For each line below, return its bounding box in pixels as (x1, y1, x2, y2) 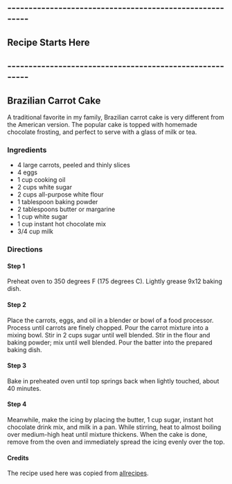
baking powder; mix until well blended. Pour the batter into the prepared (7, 338, 213, 347)
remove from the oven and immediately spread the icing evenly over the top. (7, 437, 225, 447)
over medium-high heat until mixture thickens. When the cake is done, (7, 431, 208, 439)
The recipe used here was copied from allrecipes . (7, 469, 149, 478)
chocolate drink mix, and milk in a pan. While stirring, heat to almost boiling (7, 423, 222, 431)
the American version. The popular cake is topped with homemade (7, 120, 197, 128)
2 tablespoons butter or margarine (17, 205, 116, 214)
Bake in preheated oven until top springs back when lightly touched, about (7, 376, 220, 385)
